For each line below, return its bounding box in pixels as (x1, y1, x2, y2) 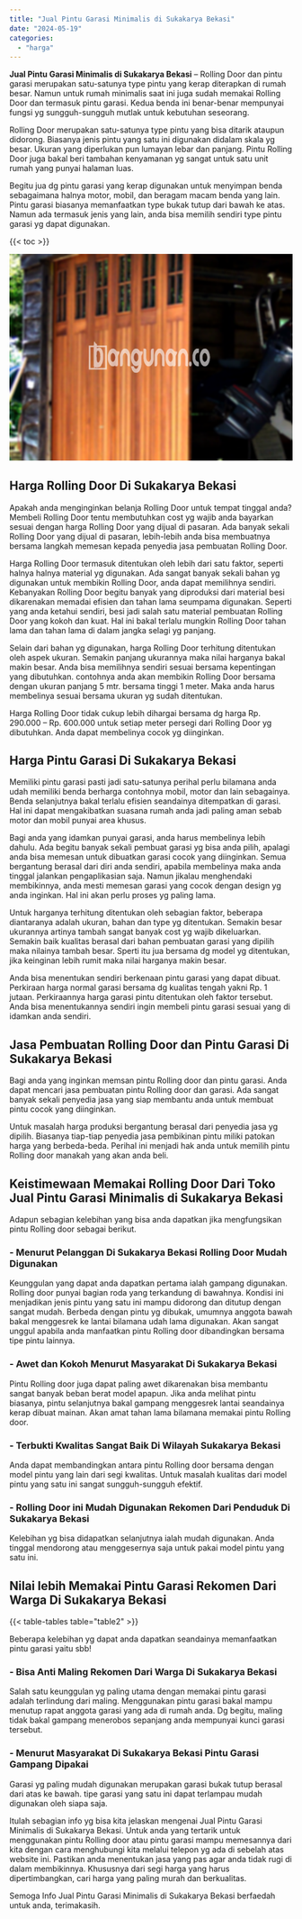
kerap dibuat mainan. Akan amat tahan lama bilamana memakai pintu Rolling (9, 1406, 291, 1418)
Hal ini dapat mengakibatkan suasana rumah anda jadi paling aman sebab (9, 805, 282, 816)
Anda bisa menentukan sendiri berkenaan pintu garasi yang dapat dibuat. (9, 973, 281, 984)
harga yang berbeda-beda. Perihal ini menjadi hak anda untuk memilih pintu (9, 1141, 290, 1151)
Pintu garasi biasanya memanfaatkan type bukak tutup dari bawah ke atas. (9, 199, 286, 211)
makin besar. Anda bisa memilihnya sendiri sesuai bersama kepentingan (9, 661, 276, 672)
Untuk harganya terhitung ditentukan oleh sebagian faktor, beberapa (9, 907, 263, 918)
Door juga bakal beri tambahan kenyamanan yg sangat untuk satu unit (9, 153, 269, 164)
